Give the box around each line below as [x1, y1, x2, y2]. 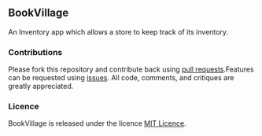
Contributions [8, 46, 63, 57]
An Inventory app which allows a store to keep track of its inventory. [8, 27, 228, 36]
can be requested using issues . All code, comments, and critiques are [8, 73, 234, 83]
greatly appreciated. [8, 82, 74, 91]
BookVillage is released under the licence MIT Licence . [8, 119, 186, 128]
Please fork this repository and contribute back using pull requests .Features [8, 64, 254, 74]
